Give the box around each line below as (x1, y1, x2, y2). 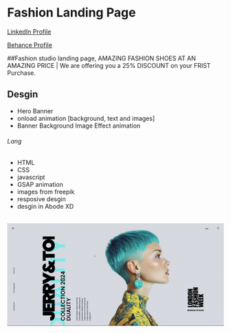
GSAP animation (16, 180, 64, 188)
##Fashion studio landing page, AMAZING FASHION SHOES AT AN (7, 54, 196, 62)
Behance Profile (7, 41, 53, 49)
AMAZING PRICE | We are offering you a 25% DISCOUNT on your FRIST (7, 61, 211, 69)
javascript (16, 173, 45, 181)
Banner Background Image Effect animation (16, 122, 141, 130)
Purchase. (7, 69, 36, 77)
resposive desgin (16, 194, 67, 203)
